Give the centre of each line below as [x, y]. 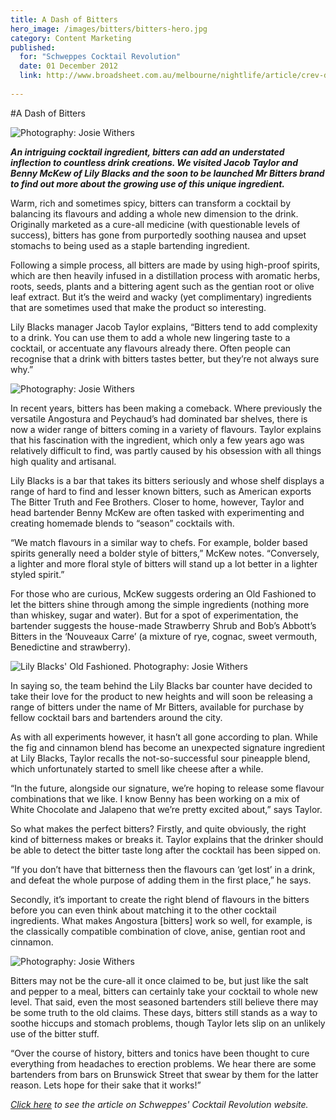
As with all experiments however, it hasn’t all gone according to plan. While [164, 737]
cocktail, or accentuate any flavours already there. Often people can [151, 348]
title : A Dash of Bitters [64, 19]
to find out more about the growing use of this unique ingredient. [147, 183]
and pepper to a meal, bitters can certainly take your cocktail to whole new [164, 991]
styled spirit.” [37, 574]
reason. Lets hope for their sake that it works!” [106, 1085]
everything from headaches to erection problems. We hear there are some [163, 1063]
